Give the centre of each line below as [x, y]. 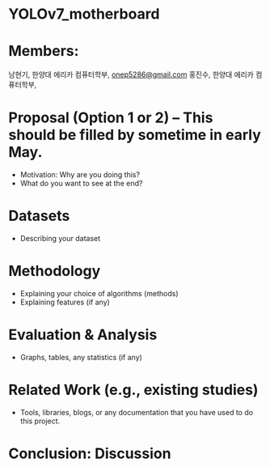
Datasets [39, 216]
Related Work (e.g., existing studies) [133, 390]
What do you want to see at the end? [81, 184]
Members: [44, 51]
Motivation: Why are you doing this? [80, 175]
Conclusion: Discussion [90, 453]
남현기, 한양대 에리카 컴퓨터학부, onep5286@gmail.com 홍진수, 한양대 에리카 [131, 74]
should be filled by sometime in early [135, 135]
